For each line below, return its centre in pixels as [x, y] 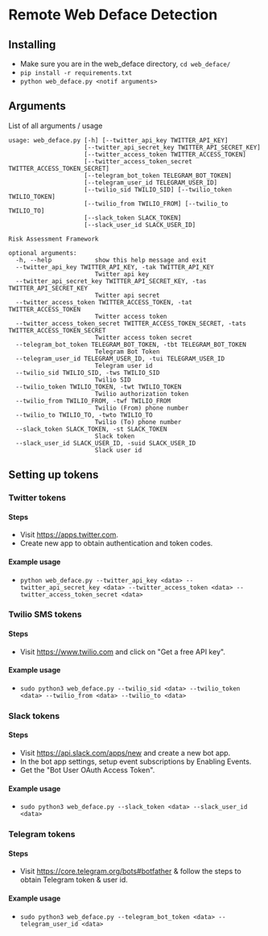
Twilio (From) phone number [142, 408]
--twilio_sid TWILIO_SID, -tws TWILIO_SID [88, 373]
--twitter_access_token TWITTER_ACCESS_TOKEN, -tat [104, 302]
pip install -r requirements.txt [76, 73]
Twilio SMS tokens [45, 615]
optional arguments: [43, 253]
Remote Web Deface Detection [113, 15]
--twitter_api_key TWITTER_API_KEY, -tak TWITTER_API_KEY [115, 267]
